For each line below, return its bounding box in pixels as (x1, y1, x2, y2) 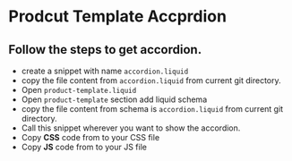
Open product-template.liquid (21, 85, 137, 95)
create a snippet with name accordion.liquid (21, 65, 189, 76)
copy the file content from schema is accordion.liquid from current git (21, 104, 284, 114)
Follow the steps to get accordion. (8, 42, 202, 57)
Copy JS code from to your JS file (21, 141, 147, 152)
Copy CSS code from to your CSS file (21, 132, 160, 142)
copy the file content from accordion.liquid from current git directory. (21, 75, 281, 86)
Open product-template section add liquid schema (21, 94, 208, 105)
